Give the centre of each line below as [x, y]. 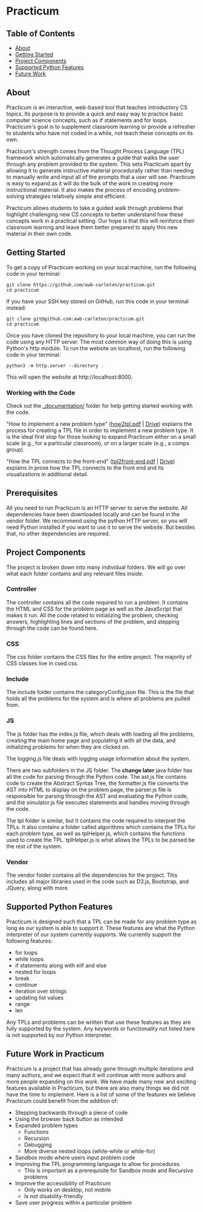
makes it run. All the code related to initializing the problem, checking [92, 615]
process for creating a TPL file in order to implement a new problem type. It [100, 430]
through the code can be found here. [52, 628]
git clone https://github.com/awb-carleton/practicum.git [81, 285]
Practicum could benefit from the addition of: [62, 1101]
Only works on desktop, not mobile [68, 1190]
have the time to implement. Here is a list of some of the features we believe [101, 1094]
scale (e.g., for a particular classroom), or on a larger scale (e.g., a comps [98, 443]
